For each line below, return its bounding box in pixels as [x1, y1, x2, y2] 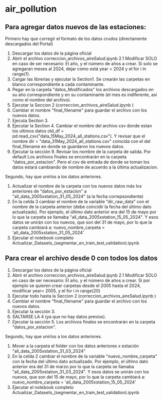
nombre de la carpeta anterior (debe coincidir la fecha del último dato [12, 204, 152, 210]
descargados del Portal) [5, 41, 54, 47]
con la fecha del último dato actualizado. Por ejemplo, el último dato [12, 358, 148, 364]
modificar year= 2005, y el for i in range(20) [12, 287, 101, 293]
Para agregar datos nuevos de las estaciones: [5, 23, 146, 31]
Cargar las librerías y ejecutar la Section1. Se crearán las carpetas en [12, 76, 150, 82]
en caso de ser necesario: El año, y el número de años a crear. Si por [12, 277, 150, 283]
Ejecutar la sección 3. [12, 308, 55, 314]
